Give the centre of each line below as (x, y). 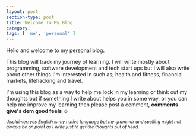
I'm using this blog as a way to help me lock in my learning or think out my (97, 92)
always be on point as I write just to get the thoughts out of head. (73, 127)
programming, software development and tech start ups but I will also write (98, 68)
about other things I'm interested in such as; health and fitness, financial (94, 75)
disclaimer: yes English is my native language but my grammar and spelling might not (94, 122)
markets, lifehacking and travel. (45, 81)
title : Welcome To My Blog (39, 22)
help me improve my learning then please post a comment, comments (92, 105)
